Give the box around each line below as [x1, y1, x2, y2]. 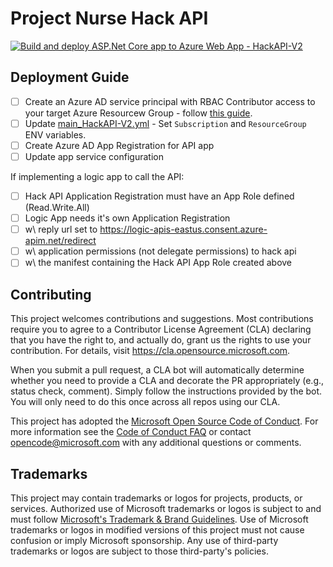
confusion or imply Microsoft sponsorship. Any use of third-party [10, 534, 279, 546]
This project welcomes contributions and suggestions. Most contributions [10, 313, 314, 325]
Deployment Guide [10, 69, 130, 86]
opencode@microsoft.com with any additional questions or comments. [10, 437, 302, 449]
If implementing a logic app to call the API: [10, 171, 185, 182]
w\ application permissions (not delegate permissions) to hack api [24, 245, 297, 257]
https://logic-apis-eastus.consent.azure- [99, 223, 268, 236]
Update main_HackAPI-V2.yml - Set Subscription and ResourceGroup [24, 117, 307, 129]
